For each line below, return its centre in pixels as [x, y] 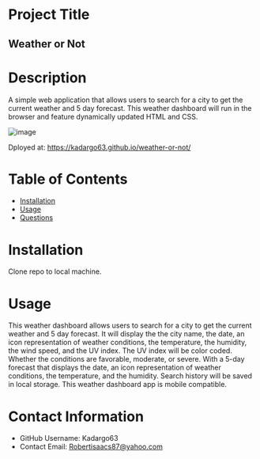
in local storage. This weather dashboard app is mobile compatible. [118, 385]
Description [47, 78]
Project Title [49, 15]
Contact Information [76, 416]
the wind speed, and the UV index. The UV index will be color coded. [121, 351]
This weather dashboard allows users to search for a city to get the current [130, 325]
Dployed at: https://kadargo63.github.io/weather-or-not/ [100, 147]
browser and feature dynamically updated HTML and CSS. [103, 116]
